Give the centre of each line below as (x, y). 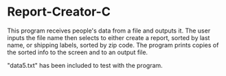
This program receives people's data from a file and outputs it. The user (109, 31)
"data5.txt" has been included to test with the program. (85, 65)
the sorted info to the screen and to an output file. (78, 52)
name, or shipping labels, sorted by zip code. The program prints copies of (113, 45)
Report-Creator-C (59, 12)
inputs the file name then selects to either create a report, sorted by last (109, 37)
